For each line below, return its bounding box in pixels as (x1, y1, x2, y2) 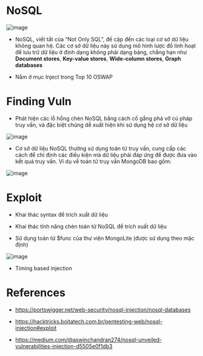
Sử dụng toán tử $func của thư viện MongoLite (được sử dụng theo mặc (15, 234, 195, 242)
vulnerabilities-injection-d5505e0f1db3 (15, 342, 113, 350)
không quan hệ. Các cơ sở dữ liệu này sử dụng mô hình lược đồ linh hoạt (15, 42, 196, 49)
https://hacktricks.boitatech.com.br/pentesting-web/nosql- (15, 318, 163, 325)
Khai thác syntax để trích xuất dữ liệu (15, 211, 108, 218)
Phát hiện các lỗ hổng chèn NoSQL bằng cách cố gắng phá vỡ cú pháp (15, 114, 193, 122)
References (6, 286, 65, 299)
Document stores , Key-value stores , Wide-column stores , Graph (15, 55, 182, 62)
